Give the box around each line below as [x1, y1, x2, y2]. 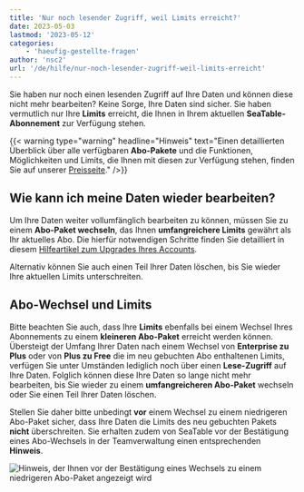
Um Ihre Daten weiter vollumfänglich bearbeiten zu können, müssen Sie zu [9, 214, 289, 225]
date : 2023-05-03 [9, 22, 75, 31]
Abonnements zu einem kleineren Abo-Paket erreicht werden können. [9, 330, 274, 341]
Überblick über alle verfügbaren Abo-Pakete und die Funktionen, [9, 144, 253, 155]
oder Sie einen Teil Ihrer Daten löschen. [9, 389, 157, 399]
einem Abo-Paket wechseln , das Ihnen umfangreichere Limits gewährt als [9, 224, 292, 235]
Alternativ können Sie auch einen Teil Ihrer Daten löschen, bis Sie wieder [9, 261, 281, 272]
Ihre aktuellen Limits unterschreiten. [9, 271, 143, 281]
